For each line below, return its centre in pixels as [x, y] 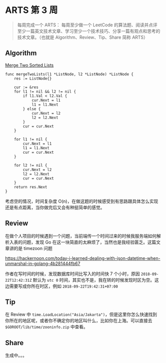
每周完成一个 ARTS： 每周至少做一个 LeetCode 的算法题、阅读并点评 [87, 25]
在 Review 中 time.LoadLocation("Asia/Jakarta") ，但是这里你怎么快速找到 [81, 314]
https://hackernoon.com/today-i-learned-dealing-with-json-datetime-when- [83, 258]
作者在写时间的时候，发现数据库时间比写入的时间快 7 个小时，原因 [72, 274]
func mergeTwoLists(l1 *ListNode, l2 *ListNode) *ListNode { [69, 74]
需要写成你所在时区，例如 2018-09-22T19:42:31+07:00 [63, 286]
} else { [32, 109]
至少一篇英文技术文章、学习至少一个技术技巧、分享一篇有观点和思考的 [89, 31]
